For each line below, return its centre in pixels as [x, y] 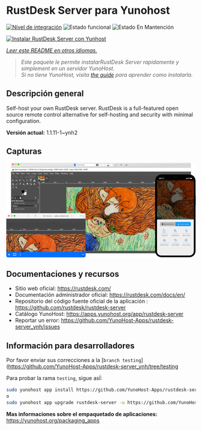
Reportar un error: [37, 320]
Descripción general [45, 94]
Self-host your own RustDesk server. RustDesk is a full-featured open [92, 108]
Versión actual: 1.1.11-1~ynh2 [42, 132]
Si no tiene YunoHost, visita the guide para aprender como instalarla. [107, 74]
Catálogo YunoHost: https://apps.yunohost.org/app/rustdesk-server [99, 314]
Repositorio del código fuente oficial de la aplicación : [81, 301]
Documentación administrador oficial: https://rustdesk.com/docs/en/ [100, 295]
